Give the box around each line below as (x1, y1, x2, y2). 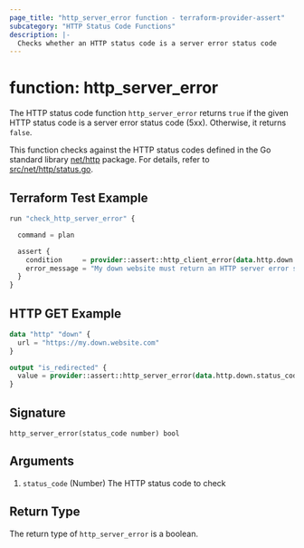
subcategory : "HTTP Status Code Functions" (9, 22, 176, 31)
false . (9, 127, 33, 138)
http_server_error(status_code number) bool (9, 429, 180, 438)
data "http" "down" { (9, 329, 91, 338)
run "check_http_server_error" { (9, 214, 136, 223)
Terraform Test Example (9, 190, 148, 205)
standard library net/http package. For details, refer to (9, 154, 210, 165)
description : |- (9, 30, 71, 39)
